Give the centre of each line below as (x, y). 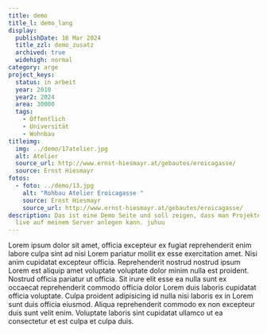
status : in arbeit (46, 82)
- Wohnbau (39, 134)
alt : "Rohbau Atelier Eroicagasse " (83, 193)
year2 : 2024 (35, 97)
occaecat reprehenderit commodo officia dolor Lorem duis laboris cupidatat (132, 288)
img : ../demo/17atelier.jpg (62, 149)
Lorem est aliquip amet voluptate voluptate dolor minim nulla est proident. (129, 270)
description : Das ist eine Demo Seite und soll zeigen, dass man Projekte (135, 216)
